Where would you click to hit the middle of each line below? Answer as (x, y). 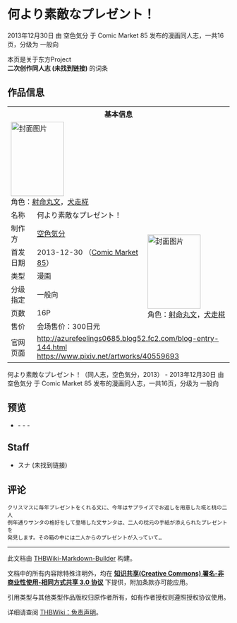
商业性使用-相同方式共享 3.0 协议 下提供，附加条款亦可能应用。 (99, 582)
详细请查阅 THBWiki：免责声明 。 (55, 612)
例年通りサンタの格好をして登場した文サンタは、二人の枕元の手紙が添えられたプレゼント (117, 523)
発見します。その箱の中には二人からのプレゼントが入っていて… (85, 538)
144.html (52, 347)
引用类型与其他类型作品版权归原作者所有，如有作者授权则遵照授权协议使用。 (119, 598)
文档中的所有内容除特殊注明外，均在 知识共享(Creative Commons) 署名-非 (116, 573)
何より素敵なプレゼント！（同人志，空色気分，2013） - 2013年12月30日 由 (116, 374)
